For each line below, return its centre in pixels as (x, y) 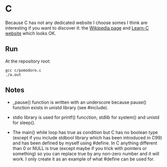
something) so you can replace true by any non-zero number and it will (86, 153)
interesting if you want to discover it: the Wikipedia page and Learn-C (77, 28)
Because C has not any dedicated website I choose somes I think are (76, 23)
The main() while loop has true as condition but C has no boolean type (85, 132)
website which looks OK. (31, 33)
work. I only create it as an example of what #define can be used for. (83, 159)
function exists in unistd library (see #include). (60, 107)
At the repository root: (28, 61)
